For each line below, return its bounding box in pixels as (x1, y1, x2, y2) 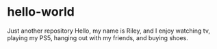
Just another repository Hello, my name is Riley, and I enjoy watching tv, (7, 27, 211, 35)
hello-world (7, 4, 75, 20)
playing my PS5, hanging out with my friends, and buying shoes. (7, 33, 188, 42)
